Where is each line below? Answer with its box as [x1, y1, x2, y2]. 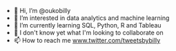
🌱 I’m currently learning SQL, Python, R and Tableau [13, 21, 162, 29]
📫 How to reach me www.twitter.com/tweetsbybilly [13, 37, 161, 44]
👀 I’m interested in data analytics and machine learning [13, 14, 170, 22]
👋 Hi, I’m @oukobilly [13, 7, 71, 14]
